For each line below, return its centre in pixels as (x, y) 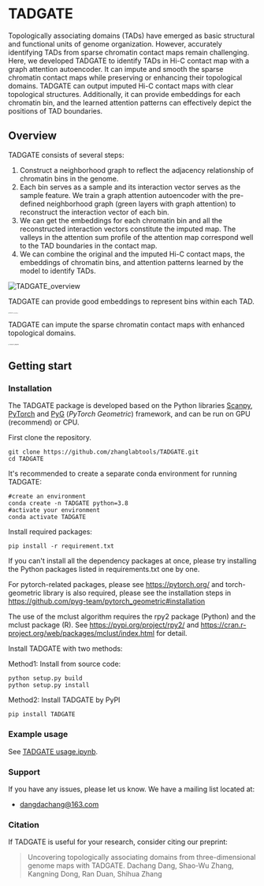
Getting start (40, 366)
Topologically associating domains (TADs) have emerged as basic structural (131, 36)
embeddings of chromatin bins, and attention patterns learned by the (132, 262)
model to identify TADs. (58, 271)
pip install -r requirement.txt (61, 546)
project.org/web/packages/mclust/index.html (82, 634)
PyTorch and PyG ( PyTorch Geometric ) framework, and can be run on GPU (129, 414)
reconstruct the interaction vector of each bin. (94, 212)
